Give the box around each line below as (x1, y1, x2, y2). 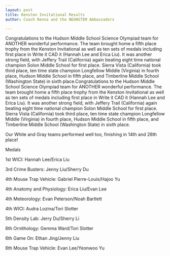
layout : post (5, 7, 33, 13)
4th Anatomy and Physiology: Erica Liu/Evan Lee (5, 186, 107, 192)
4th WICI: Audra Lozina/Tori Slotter (5, 206, 79, 212)
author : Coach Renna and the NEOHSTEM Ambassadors (5, 17, 115, 22)
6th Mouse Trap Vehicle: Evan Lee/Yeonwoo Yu (5, 245, 105, 251)
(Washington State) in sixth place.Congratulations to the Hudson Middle (5, 78, 155, 84)
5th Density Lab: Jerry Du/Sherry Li (5, 215, 80, 221)
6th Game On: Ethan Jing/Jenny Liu (5, 235, 80, 241)
